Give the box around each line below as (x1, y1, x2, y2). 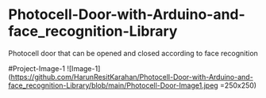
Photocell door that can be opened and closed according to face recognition (8, 48, 258, 58)
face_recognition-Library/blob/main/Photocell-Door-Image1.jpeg (8, 81, 218, 90)
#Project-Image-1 (8, 63, 66, 73)
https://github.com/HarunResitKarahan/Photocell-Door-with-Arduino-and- (10, 72, 254, 81)
